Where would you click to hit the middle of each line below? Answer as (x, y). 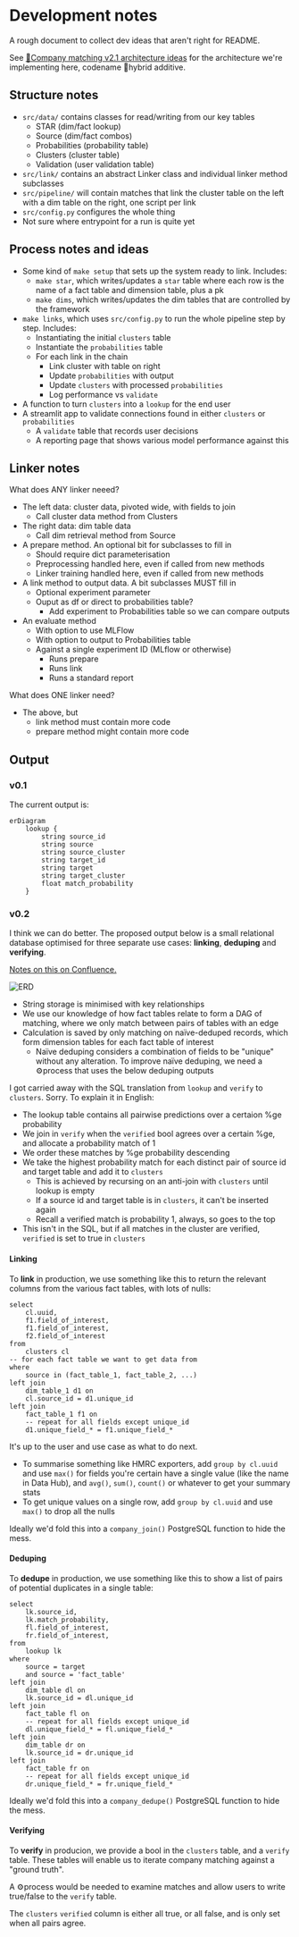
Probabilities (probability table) (92, 145)
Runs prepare (74, 659)
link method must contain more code (103, 722)
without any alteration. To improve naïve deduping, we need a (149, 1061)
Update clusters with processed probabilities (136, 384)
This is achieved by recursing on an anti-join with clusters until (152, 1182)
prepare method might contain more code (112, 732)
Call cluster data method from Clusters (107, 517)
